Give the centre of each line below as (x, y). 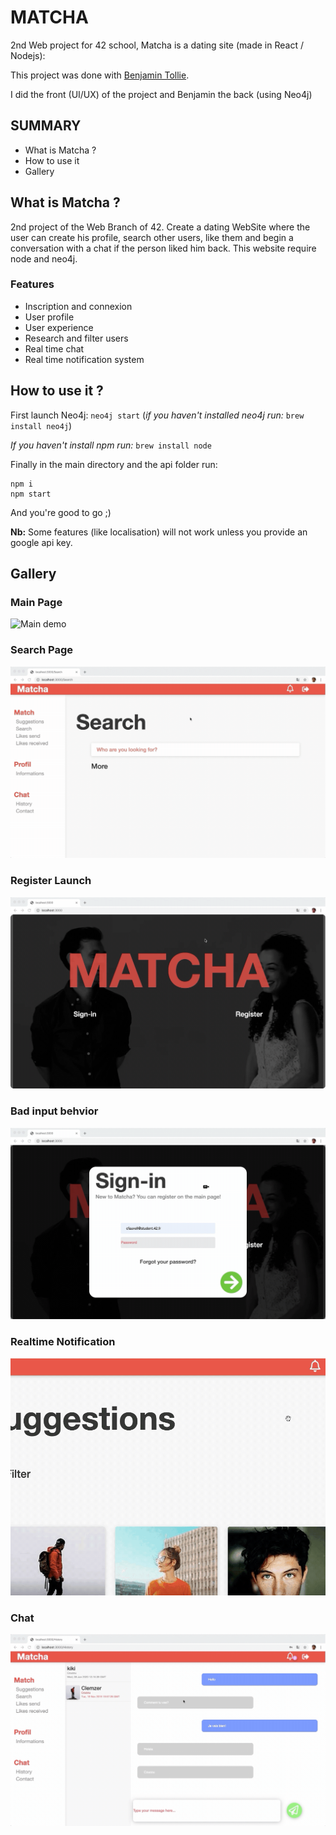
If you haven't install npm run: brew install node (111, 445)
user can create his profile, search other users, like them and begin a (152, 237)
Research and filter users (76, 338)
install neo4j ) (41, 425)
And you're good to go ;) (61, 512)
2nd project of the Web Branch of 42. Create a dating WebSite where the (160, 227)
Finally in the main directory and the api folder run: (114, 464)
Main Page (36, 602)
